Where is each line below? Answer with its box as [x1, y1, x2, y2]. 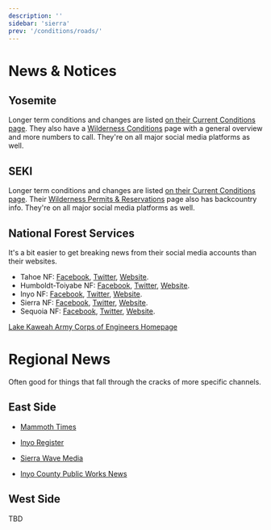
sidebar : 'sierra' [8, 19, 70, 27]
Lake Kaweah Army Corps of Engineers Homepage [8, 322, 178, 331]
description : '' [8, 11, 63, 20]
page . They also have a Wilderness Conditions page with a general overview [8, 124, 263, 133]
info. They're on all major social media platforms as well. [8, 203, 195, 212]
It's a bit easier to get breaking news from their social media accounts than [8, 248, 256, 257]
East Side [8, 401, 56, 414]
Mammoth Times [19, 422, 77, 431]
